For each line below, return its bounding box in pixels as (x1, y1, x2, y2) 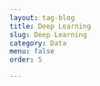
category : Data (9, 38, 67, 48)
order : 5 (9, 55, 43, 64)
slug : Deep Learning (9, 30, 88, 39)
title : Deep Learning (9, 22, 92, 31)
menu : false (9, 47, 55, 56)
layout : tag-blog (9, 13, 75, 23)
